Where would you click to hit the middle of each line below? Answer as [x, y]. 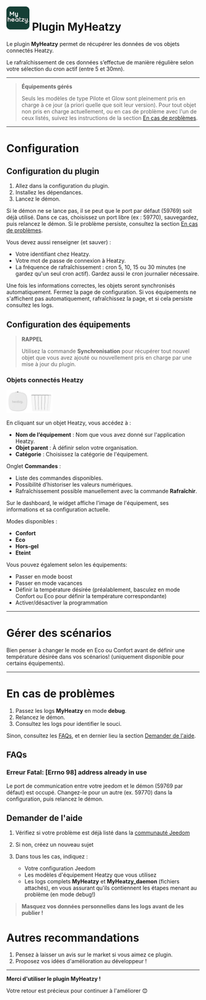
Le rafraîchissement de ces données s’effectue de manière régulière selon [100, 63]
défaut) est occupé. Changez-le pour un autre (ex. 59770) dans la [90, 792]
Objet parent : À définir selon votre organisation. [77, 447]
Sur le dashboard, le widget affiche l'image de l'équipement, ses [88, 502]
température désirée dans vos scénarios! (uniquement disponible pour [95, 656]
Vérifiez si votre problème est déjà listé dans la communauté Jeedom [102, 833]
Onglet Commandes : [34, 466]
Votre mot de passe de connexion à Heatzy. [71, 261]
